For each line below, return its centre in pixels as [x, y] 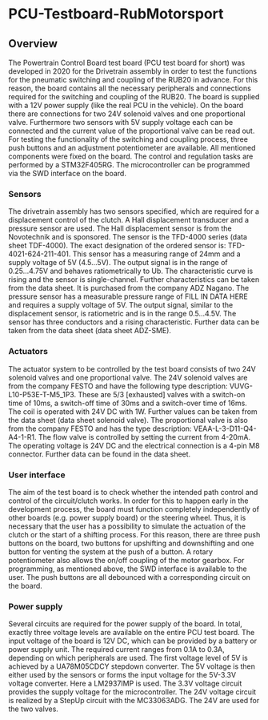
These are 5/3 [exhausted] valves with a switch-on [162, 394]
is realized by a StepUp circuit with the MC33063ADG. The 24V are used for [134, 701]
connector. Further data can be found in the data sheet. [100, 454]
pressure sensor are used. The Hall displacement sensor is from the [120, 228]
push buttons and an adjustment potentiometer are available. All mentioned [132, 148]
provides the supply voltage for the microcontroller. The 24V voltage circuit [132, 692]
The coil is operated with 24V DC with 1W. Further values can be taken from [133, 411]
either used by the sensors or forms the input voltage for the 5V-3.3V [122, 675]
